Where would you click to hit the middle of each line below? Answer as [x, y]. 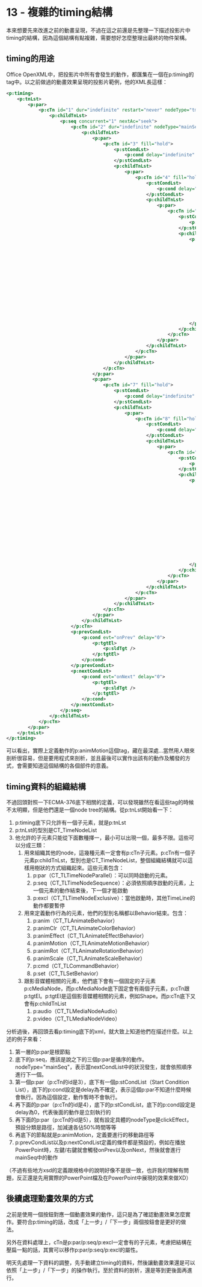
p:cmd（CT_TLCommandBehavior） [77, 966]
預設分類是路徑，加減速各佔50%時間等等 [66, 1127]
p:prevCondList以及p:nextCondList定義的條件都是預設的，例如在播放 [100, 1142]
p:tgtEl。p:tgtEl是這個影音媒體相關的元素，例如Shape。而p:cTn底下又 [110, 996]
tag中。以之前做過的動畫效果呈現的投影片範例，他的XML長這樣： [87, 81]
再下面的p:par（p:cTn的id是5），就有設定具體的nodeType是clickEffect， [103, 1120]
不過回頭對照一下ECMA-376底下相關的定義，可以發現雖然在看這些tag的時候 [100, 802]
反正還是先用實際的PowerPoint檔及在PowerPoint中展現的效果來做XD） [104, 1178]
